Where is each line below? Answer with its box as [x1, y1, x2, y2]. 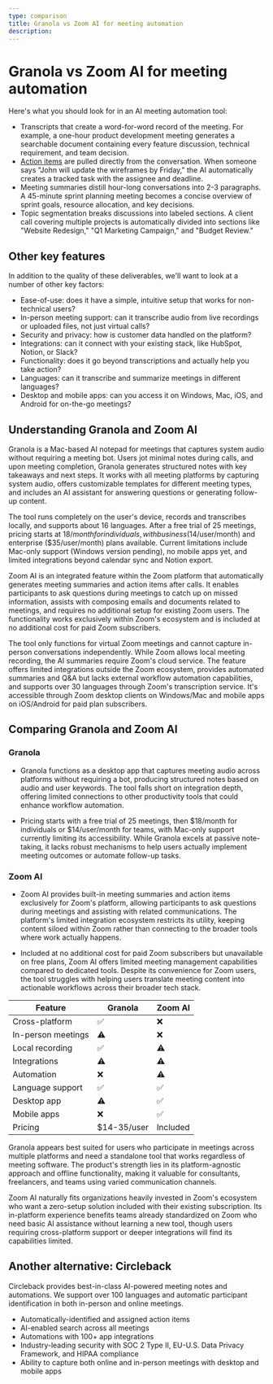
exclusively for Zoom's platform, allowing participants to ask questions [19, 897, 257, 907]
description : [8, 27, 53, 35]
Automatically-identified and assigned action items [19, 1314, 191, 1324]
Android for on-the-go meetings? [19, 399, 132, 409]
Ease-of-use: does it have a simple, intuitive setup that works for [19, 295, 237, 305]
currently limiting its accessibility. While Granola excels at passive [19, 833, 240, 843]
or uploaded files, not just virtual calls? [19, 321, 150, 331]
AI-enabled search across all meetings [19, 1323, 149, 1333]
